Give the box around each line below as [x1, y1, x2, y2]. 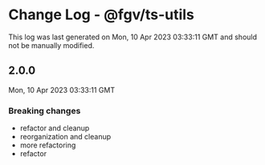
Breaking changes [8, 105, 81, 116]
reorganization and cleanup [19, 132, 112, 142]
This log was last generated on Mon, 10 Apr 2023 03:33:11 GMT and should [8, 32, 258, 42]
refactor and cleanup [19, 123, 90, 133]
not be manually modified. [8, 40, 95, 50]
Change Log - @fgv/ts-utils [8, 6, 195, 24]
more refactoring [19, 140, 76, 150]
